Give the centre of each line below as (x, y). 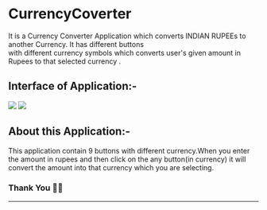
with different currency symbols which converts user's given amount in (124, 52)
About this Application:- (70, 132)
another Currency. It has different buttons (76, 44)
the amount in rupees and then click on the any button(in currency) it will (127, 159)
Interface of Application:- (73, 86)
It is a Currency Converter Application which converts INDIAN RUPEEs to (127, 36)
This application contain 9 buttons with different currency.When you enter (129, 150)
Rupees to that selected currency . (65, 61)
